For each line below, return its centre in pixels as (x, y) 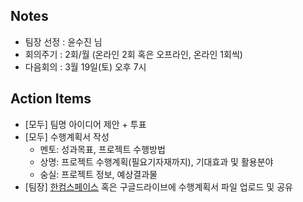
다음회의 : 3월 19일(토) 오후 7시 (85, 66)
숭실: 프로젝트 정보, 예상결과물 (98, 174)
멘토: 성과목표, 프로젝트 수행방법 (102, 149)
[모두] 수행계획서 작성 (67, 136)
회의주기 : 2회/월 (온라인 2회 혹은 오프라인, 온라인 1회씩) (133, 54)
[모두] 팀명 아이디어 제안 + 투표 (85, 124)
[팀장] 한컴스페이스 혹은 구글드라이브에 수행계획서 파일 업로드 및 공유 (158, 186)
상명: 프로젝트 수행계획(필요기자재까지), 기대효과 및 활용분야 (156, 161)
